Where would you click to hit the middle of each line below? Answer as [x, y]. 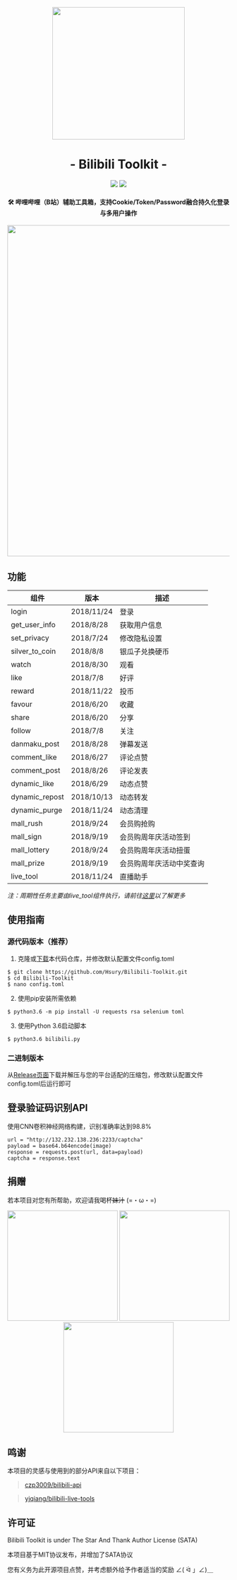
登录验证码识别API [48, 1108]
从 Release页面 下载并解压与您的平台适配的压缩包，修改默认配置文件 [105, 1074]
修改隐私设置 [141, 638]
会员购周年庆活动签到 [155, 837]
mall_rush [27, 823]
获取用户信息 [141, 625]
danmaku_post [35, 744]
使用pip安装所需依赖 [47, 998]
